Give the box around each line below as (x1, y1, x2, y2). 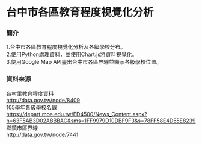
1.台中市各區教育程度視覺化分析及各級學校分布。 (6, 43, 126, 51)
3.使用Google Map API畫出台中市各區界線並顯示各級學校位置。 (6, 58, 162, 66)
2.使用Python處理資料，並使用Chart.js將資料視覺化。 (6, 51, 138, 58)
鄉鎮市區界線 (6, 124, 38, 131)
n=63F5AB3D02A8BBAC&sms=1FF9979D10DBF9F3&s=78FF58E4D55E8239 (6, 117, 196, 124)
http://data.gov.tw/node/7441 (6, 131, 79, 138)
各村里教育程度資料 (6, 90, 54, 97)
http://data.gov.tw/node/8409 (6, 96, 81, 104)
